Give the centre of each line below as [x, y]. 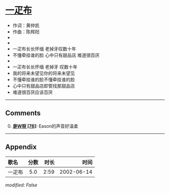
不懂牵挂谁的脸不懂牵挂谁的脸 [44, 80]
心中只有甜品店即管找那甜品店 [44, 86]
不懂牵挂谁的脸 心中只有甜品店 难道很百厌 [56, 55]
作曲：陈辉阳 [26, 31]
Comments [23, 113]
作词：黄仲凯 [26, 25]
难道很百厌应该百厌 [33, 92]
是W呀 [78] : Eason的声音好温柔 [45, 126]
